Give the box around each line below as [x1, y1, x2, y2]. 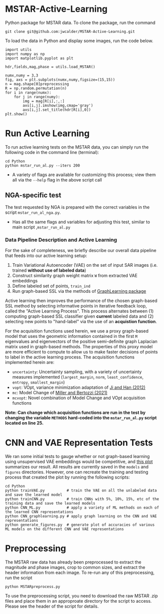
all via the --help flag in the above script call [12, 177, 102, 182]
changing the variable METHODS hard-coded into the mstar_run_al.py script [5, 414, 157, 420]
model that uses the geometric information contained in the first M [5, 333, 137, 339]
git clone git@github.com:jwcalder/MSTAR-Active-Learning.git [5, 29, 135, 34]
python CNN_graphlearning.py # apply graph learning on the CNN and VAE [5, 513, 157, 518]
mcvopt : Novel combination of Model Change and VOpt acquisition [12, 395, 146, 401]
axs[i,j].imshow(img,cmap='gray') [23, 103, 93, 108]
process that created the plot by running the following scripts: [5, 474, 130, 480]
